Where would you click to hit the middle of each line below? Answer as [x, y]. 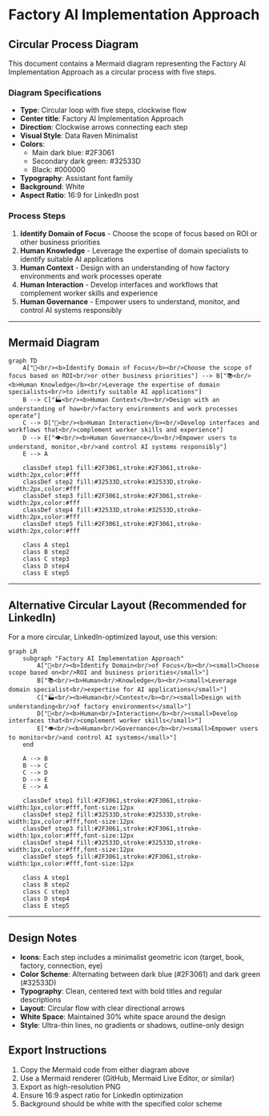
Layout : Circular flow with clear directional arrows [102, 1008]
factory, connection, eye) [61, 965]
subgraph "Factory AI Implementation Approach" [103, 659]
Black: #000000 [58, 170]
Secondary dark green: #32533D [86, 161]
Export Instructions [58, 1050]
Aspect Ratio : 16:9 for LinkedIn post [79, 195]
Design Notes [43, 938]
